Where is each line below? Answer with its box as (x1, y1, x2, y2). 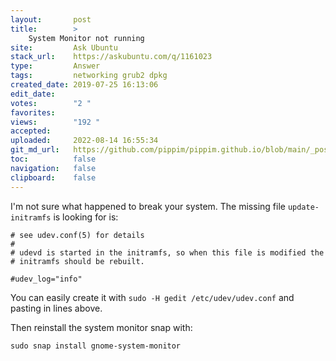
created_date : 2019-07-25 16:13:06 (10, 80, 159, 90)
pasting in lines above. (10, 302, 103, 314)
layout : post (10, 14, 92, 25)
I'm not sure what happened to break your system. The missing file (10, 200, 286, 212)
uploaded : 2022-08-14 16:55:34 (10, 136, 159, 146)
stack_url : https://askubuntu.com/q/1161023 (10, 52, 213, 62)
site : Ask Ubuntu (10, 42, 118, 53)
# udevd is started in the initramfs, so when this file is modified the (10, 247, 325, 258)
